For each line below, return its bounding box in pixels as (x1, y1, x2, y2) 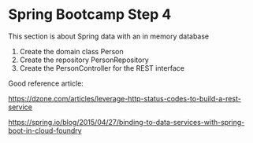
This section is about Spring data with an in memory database (8, 31, 210, 41)
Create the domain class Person (19, 46, 124, 56)
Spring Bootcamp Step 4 (8, 5, 172, 24)
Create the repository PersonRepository (19, 55, 150, 64)
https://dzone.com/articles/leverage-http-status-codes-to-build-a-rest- (8, 93, 242, 103)
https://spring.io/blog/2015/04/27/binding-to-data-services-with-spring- (8, 117, 245, 126)
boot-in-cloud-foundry (8, 126, 82, 135)
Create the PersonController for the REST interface (19, 63, 185, 72)
